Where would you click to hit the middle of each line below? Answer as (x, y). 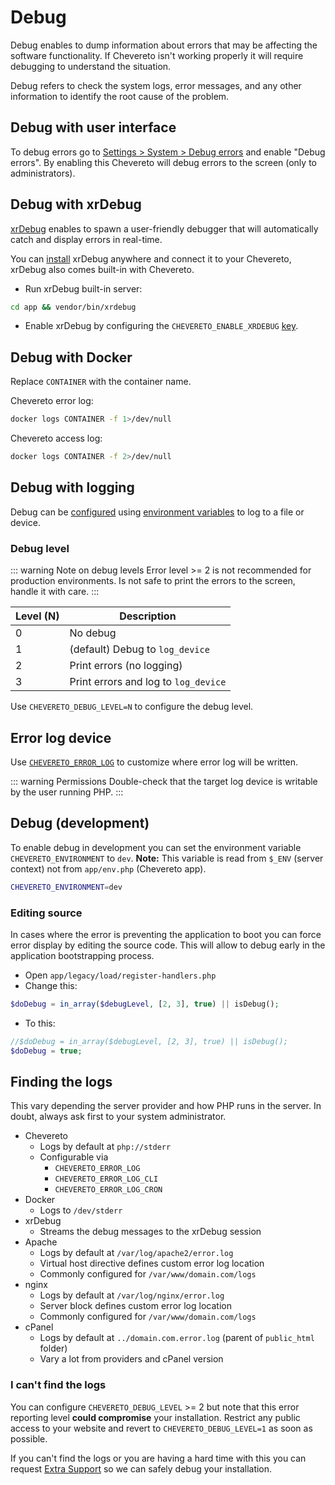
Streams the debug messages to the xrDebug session (150, 1232)
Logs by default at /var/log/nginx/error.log (132, 1295)
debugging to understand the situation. (91, 66)
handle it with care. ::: (55, 592)
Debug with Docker (71, 357)
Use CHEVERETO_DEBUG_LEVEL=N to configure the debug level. (132, 707)
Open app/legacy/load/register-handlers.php (120, 975)
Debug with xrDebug (76, 204)
